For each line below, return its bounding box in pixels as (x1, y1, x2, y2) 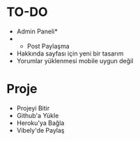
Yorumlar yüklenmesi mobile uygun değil (16, 56, 134, 65)
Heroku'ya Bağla (16, 119, 65, 127)
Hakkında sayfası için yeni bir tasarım (16, 49, 124, 58)
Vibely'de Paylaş (16, 126, 65, 134)
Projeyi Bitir (16, 103, 50, 112)
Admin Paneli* (16, 27, 58, 35)
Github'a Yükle (16, 111, 59, 119)
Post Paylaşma (26, 42, 70, 50)
